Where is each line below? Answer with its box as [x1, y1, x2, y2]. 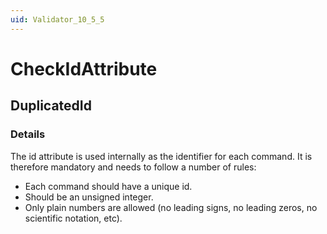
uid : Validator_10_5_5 [10, 14, 105, 25]
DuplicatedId [10, 97, 92, 115]
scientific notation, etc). [24, 212, 123, 224]
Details [10, 127, 46, 141]
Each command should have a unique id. [24, 180, 193, 192]
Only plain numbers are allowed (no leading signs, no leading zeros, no [24, 201, 318, 213]
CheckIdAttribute [10, 57, 158, 80]
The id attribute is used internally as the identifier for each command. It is [10, 150, 313, 162]
